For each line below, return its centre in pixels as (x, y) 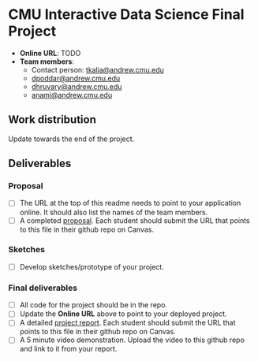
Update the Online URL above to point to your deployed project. (123, 314)
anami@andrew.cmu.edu (72, 95)
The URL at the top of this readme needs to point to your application (130, 203)
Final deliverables (43, 288)
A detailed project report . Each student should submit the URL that (127, 323)
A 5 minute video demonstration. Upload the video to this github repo (132, 340)
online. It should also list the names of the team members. (114, 212)
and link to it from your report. (68, 349)
